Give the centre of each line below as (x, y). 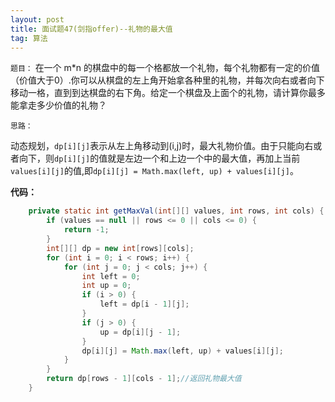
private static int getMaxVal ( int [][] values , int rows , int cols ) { (176, 211)
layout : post (37, 19)
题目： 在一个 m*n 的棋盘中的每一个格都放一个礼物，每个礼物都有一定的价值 (165, 68)
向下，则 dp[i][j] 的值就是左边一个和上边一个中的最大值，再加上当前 (159, 158)
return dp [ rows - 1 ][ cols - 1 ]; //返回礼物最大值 (144, 379)
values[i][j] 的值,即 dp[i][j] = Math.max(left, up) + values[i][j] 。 (154, 171)
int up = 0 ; (106, 286)
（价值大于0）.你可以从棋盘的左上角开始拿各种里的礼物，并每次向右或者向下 (167, 80)
